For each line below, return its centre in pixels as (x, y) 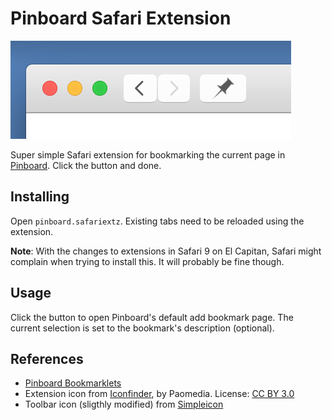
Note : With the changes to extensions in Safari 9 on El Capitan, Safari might (166, 251)
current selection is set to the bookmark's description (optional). (142, 328)
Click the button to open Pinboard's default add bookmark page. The (152, 317)
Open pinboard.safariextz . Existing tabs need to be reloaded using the (157, 221)
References (47, 358)
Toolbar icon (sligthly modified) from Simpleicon (124, 404)
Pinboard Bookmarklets (73, 383)
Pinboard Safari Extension (121, 18)
